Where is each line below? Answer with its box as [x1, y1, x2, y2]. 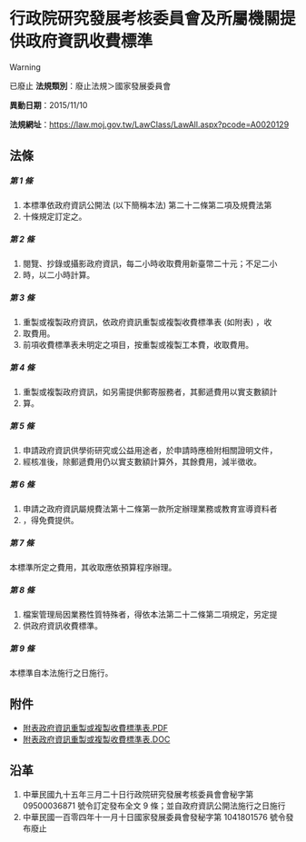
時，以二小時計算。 [22, 270, 95, 281]
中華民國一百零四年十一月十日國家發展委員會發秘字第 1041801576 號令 [22, 811, 286, 822]
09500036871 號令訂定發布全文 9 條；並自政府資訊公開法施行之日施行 [22, 800, 286, 811]
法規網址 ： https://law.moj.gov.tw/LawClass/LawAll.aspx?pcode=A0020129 [9, 119, 290, 130]
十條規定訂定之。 [22, 211, 87, 223]
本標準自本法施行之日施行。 [9, 668, 114, 679]
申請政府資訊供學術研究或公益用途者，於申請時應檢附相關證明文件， [22, 445, 278, 456]
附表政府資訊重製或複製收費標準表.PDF [22, 722, 169, 733]
